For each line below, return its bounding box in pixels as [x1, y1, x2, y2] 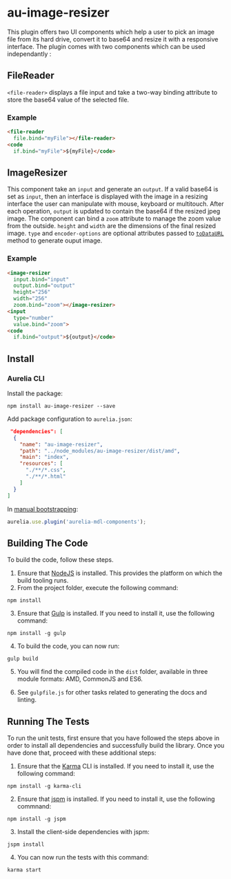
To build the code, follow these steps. [7, 556, 114, 564]
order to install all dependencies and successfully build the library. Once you [7, 741, 225, 750]
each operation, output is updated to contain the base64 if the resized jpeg [7, 207, 221, 216]
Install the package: [7, 389, 63, 397]
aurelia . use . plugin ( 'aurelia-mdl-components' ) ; [7, 518, 147, 525]
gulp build [7, 655, 39, 663]
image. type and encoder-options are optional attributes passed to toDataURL [7, 229, 224, 238]
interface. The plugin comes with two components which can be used [7, 42, 205, 50]
